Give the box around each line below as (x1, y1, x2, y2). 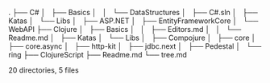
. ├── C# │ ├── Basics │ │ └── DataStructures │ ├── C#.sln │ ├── (8, 8, 258, 17)
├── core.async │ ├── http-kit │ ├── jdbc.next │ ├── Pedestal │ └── (8, 41, 262, 51)
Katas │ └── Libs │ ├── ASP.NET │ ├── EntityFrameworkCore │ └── (8, 16, 259, 26)
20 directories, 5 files (8, 65, 79, 75)
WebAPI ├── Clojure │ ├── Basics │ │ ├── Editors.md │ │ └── (8, 25, 242, 34)
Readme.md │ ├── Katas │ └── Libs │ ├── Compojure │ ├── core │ (8, 33, 256, 42)
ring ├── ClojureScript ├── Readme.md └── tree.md (8, 50, 188, 59)
